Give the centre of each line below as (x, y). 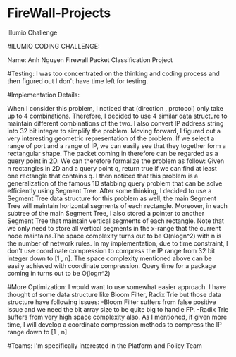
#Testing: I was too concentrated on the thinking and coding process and (113, 73)
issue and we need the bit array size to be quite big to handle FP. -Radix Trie (118, 309)
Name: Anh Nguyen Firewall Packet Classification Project (90, 60)
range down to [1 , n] (37, 332)
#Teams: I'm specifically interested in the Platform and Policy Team (105, 345)
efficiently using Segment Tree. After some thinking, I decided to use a (110, 190)
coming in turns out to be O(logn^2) (59, 273)
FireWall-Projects (59, 13)
